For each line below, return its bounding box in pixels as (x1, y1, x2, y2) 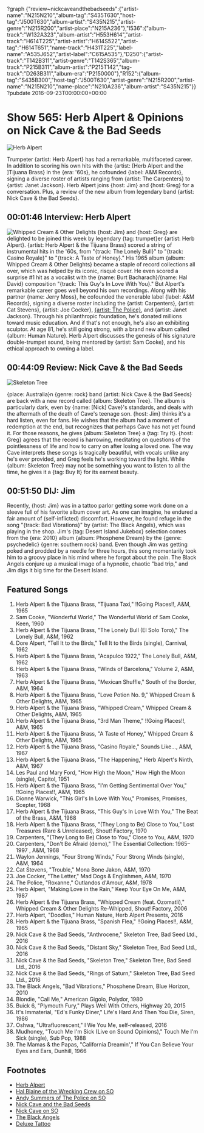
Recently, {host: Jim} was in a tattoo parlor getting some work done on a (7, 502, 188, 510)
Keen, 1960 (15, 620, 44, 627)
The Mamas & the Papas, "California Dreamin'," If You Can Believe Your (15, 1041, 194, 1048)
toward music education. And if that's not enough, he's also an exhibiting (7, 319, 189, 326)
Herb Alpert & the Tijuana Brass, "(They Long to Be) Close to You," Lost (15, 821, 194, 828)
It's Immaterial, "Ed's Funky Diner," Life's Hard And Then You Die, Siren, (15, 1009, 195, 1016)
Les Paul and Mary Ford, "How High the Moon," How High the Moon (15, 769, 186, 776)
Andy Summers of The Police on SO (15, 1094, 106, 1101)
